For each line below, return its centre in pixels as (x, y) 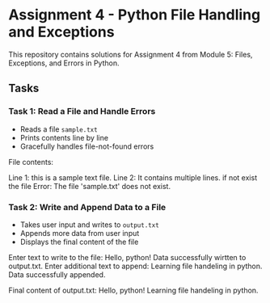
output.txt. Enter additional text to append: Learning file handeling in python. (135, 266)
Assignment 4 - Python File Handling (135, 15)
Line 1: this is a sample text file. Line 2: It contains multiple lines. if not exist (133, 177)
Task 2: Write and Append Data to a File (87, 207)
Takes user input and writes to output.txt (89, 225)
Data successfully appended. (57, 274)
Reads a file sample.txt (59, 129)
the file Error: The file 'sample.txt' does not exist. (90, 186)
